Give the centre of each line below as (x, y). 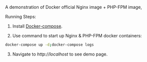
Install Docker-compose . (37, 26)
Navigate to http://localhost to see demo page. (60, 54)
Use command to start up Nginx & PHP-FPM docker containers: (77, 36)
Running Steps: (21, 16)
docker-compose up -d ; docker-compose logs (49, 45)
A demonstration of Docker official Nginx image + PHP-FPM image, (73, 7)
